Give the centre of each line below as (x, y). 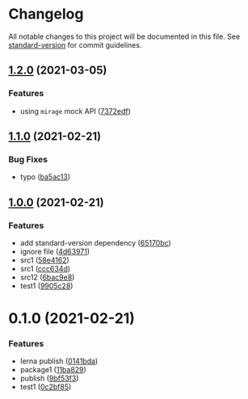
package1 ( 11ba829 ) (53, 370)
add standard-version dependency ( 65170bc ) (95, 243)
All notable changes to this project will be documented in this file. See (124, 36)
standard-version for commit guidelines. (75, 44)
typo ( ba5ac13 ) (45, 177)
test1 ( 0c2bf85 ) (46, 387)
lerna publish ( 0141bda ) (59, 361)
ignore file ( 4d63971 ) (55, 252)
